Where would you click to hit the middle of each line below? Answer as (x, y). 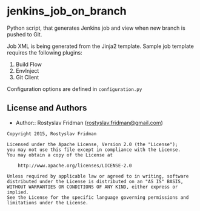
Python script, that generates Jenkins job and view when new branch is (96, 28)
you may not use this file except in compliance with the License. (94, 150)
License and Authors (47, 108)
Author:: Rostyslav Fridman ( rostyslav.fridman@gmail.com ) (89, 122)
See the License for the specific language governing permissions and (98, 197)
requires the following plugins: (45, 52)
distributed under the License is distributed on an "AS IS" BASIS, (95, 181)
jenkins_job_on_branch (67, 11)
